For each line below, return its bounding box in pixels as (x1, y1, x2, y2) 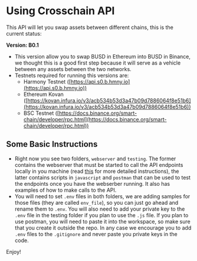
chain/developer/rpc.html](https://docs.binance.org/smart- (23, 115, 167, 123)
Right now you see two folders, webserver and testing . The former (14, 155, 176, 162)
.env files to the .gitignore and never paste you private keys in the (14, 230, 178, 237)
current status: (6, 30, 42, 37)
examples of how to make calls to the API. (14, 186, 117, 194)
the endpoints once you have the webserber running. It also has (14, 180, 170, 187)
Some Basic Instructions (6, 139, 98, 149)
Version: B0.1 (6, 41, 40, 49)
